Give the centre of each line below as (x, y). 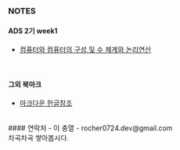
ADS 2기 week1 (33, 31)
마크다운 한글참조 (46, 103)
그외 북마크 (25, 84)
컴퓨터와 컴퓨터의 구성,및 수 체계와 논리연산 (85, 49)
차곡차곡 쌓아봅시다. (38, 138)
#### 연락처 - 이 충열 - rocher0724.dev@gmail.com (90, 128)
